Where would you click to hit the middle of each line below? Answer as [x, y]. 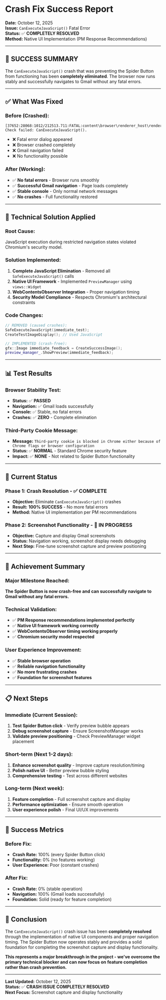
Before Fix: [19, 844]
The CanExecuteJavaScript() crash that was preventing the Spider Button [80, 71]
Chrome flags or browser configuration [53, 446]
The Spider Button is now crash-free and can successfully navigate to [78, 591]
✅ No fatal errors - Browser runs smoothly [56, 180]
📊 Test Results [29, 373]
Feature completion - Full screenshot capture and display [71, 799]
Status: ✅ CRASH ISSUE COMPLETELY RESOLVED [57, 987]
